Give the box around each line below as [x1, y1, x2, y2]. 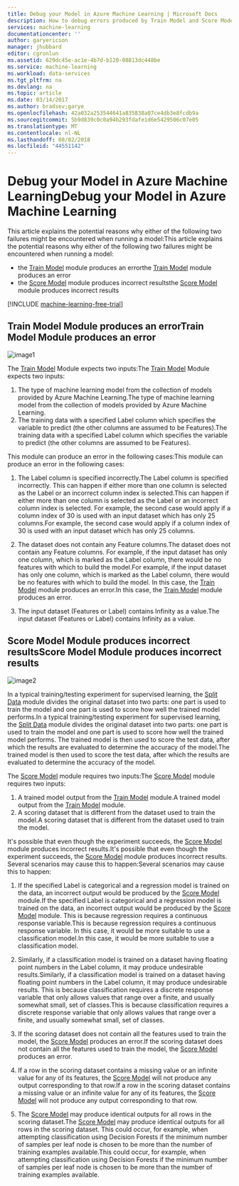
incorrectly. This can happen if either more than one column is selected [17, 481, 228, 489]
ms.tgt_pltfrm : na [7, 76, 62, 84]
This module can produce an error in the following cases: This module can [7, 452, 223, 461]
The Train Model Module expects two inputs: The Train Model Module [7, 364, 210, 373]
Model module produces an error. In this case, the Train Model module [17, 585, 223, 594]
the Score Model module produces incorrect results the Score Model [17, 279, 218, 287]
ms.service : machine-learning [7, 63, 97, 70]
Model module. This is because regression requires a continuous [17, 911, 208, 919]
